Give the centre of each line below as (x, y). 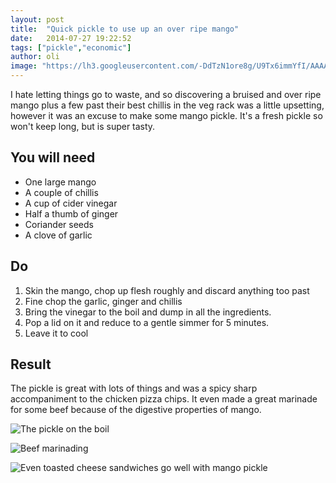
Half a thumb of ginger (71, 213)
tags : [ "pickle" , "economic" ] (71, 47)
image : (24, 66)
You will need (53, 157)
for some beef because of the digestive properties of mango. (136, 410)
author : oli (35, 57)
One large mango (60, 182)
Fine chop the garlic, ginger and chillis (103, 301)
